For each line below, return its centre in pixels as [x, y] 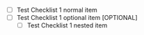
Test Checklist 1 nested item [67, 25]
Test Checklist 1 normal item [57, 10]
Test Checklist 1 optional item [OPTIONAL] [77, 18]
